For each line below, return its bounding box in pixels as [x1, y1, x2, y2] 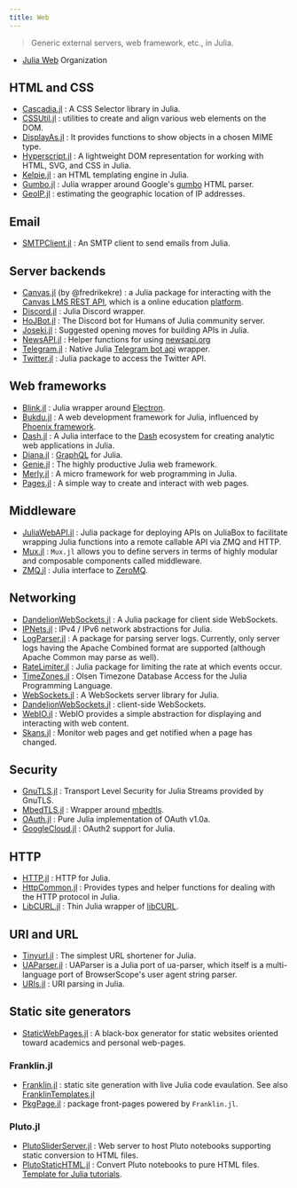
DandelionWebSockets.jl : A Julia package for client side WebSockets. [21, 614, 278, 625]
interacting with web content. [21, 718, 129, 728]
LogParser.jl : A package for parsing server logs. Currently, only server [21, 633, 281, 643]
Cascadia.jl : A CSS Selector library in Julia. [21, 104, 181, 114]
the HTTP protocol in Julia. [21, 892, 121, 902]
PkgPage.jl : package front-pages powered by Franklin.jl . [21, 1098, 238, 1109]
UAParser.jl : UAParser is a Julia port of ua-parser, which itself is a [21, 959, 264, 970]
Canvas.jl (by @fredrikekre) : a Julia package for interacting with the [21, 287, 272, 298]
